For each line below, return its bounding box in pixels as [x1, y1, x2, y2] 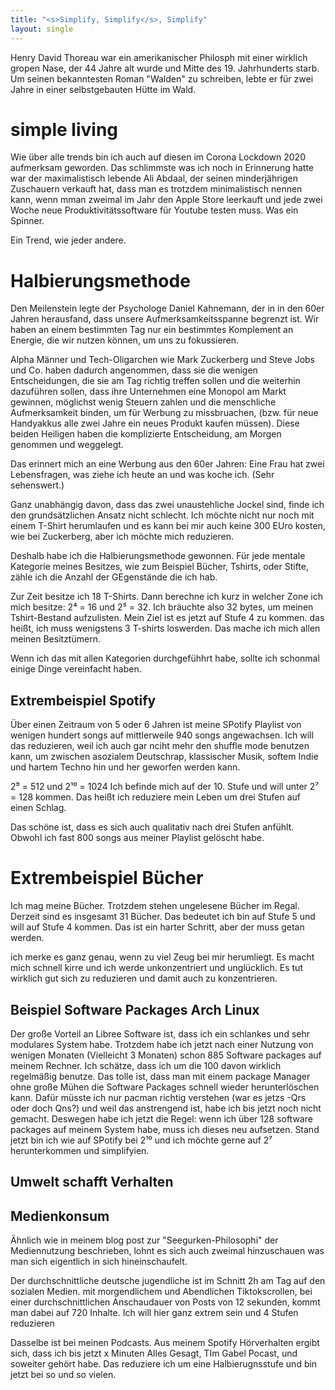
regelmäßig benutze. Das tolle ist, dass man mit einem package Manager [10, 1070, 311, 1082]
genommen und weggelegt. [10, 439, 124, 451]
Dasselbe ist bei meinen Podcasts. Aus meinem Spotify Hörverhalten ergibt [10, 1337, 320, 1349]
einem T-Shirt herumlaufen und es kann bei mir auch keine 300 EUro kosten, [10, 520, 326, 532]
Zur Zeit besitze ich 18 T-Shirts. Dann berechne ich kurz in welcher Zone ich [10, 591, 323, 603]
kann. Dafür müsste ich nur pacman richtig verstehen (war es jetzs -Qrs [10, 1091, 307, 1103]
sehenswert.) [10, 479, 65, 491]
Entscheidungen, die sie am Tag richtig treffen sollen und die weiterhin [10, 375, 301, 387]
